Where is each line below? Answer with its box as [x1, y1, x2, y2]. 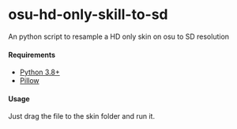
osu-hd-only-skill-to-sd [8, 6, 168, 24]
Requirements [8, 50, 56, 59]
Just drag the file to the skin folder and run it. [8, 112, 156, 121]
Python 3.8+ [19, 67, 61, 77]
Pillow [19, 76, 39, 85]
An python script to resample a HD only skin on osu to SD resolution [8, 32, 230, 41]
